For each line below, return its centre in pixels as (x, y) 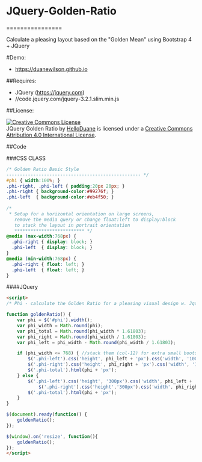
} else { (28, 375)
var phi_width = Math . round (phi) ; (60, 325)
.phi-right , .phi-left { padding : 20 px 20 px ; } (66, 186)
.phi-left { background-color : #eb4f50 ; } (60, 197)
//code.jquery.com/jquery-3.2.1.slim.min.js (67, 99)
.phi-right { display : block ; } (52, 242)
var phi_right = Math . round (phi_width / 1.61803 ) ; (82, 337)
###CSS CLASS (26, 158)
